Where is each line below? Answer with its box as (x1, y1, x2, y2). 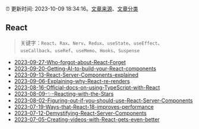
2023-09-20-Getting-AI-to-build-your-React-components (14, 65, 157, 72)
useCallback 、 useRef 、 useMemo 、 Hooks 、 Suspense (20, 46, 140, 54)
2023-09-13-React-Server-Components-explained (14, 71, 139, 78)
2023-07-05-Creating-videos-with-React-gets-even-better (14, 115, 160, 123)
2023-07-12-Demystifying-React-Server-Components (14, 109, 147, 117)
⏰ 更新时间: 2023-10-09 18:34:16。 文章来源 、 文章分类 (5, 5, 138, 12)
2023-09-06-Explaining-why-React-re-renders (14, 77, 130, 84)
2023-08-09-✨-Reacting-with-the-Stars (14, 90, 114, 97)
